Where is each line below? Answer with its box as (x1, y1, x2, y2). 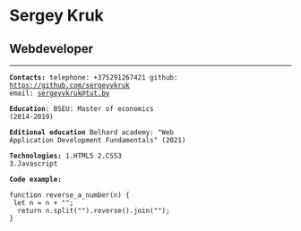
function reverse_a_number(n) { (9, 191, 130, 200)
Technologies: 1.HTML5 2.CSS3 (9, 151, 123, 160)
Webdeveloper (9, 41, 94, 56)
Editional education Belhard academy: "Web (9, 128, 175, 137)
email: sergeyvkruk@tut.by (9, 89, 110, 98)
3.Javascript (9, 159, 58, 168)
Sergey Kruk (9, 5, 105, 26)
